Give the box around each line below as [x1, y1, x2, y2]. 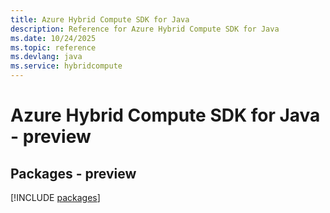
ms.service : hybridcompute [10, 61, 123, 71]
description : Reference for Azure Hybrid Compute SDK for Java [10, 24, 280, 34]
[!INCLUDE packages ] [10, 192, 101, 203]
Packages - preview [10, 165, 137, 182]
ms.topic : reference [10, 42, 97, 53]
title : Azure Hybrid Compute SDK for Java [10, 14, 190, 25]
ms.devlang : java [10, 52, 83, 62]
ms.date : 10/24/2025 [10, 33, 97, 43]
